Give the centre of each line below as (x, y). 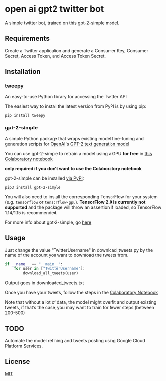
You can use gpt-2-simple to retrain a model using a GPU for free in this (79, 153)
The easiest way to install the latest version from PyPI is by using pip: (76, 106)
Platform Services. (24, 346)
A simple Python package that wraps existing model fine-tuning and (74, 138)
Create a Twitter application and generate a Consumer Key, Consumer (77, 50)
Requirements (27, 39)
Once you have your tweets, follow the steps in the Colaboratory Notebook (82, 293)
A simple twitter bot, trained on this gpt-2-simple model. (62, 23)
